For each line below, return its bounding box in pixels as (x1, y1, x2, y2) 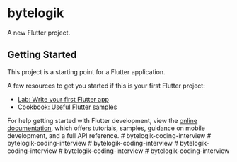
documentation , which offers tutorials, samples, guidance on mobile (7, 124, 205, 132)
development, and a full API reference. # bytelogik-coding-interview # (7, 131, 212, 139)
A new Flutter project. (7, 28, 71, 37)
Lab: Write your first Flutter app (17, 95, 110, 103)
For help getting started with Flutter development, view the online (7, 116, 198, 125)
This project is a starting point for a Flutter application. (7, 67, 166, 76)
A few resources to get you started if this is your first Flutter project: (7, 81, 205, 90)
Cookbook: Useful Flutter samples (17, 103, 117, 111)
